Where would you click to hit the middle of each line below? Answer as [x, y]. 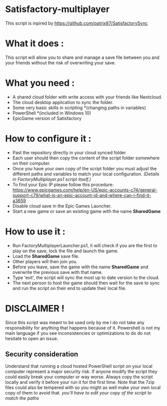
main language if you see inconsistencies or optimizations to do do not [78, 333]
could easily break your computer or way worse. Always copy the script [79, 377]
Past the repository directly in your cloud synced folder [69, 152]
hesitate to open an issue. [32, 338]
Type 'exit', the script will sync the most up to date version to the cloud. [86, 277]
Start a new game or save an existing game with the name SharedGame [86, 211]
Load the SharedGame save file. [46, 256]
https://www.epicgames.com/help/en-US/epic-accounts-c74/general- [85, 190]
